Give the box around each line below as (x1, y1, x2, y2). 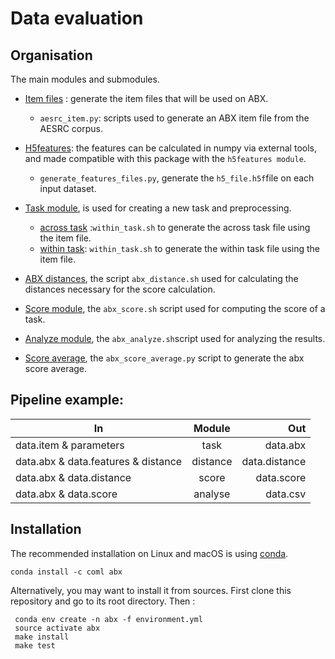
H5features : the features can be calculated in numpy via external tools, (24, 142, 317, 154)
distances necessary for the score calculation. (24, 283, 216, 295)
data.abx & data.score (15, 487, 118, 501)
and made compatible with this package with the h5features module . (24, 153, 307, 164)
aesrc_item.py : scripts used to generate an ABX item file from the (39, 112, 310, 124)
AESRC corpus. (39, 123, 103, 134)
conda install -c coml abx (10, 567, 123, 577)
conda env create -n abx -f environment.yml (14, 614, 203, 624)
